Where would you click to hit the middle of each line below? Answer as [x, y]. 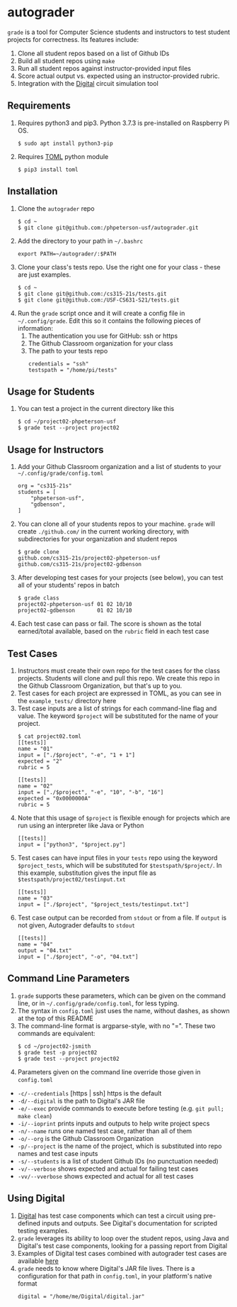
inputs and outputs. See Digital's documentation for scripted [130, 1223]
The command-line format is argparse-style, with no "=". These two [116, 1025]
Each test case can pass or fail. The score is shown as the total [109, 624]
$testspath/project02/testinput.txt [71, 880]
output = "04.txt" [45, 951]
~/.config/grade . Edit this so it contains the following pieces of [109, 321]
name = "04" [35, 944]
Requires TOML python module [63, 156]
